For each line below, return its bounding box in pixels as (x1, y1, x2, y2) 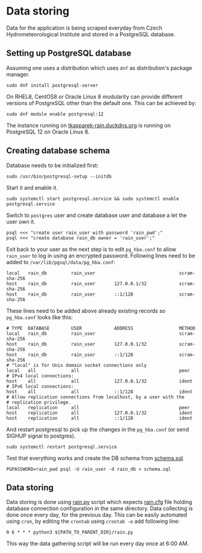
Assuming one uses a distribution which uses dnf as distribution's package (6, 64, 192, 71)
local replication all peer (6, 404, 190, 410)
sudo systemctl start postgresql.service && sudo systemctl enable (6, 195, 180, 202)
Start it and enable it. (6, 184, 58, 191)
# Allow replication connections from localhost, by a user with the (6, 394, 185, 400)
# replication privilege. (6, 399, 71, 406)
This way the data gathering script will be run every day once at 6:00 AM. (6, 540, 189, 548)
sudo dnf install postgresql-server (6, 82, 98, 88)
